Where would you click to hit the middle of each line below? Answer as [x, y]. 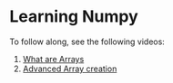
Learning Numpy [74, 17]
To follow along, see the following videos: [87, 41]
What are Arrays [53, 59]
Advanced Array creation [70, 69]
